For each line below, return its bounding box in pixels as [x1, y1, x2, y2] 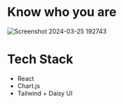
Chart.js [17, 81, 40, 90]
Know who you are [7, 4, 117, 20]
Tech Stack [7, 51, 74, 67]
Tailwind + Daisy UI [17, 89, 73, 97]
